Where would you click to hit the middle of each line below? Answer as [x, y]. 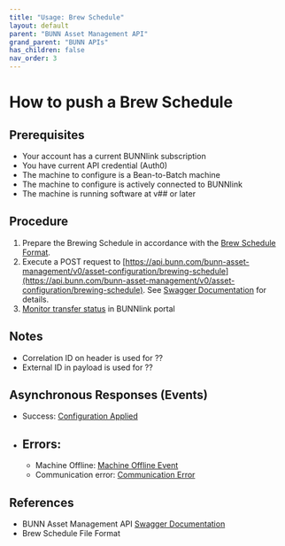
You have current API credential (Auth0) [95, 165]
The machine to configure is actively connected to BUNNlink [132, 184]
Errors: [42, 444]
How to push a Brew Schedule [121, 102]
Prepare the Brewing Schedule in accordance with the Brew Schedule [149, 242]
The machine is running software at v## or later [109, 194]
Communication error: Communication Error [115, 475]
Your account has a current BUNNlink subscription [114, 156]
